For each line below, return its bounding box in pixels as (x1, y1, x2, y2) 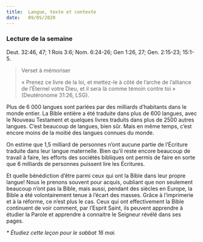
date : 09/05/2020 (6, 15, 56, 21)
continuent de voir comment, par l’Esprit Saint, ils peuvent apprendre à (6, 204, 184, 212)
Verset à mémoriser (21, 66, 71, 74)
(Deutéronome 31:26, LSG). (21, 91, 90, 99)
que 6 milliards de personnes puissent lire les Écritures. (6, 160, 145, 167)
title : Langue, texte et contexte (6, 9, 97, 15)
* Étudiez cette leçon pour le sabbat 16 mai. (6, 229, 116, 236)
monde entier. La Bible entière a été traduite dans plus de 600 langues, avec (6, 109, 198, 117)
